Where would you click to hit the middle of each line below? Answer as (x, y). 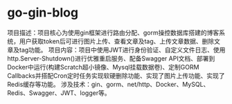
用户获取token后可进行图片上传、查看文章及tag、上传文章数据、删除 (117, 41)
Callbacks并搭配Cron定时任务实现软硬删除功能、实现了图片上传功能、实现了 (116, 75)
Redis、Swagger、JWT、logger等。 (59, 93)
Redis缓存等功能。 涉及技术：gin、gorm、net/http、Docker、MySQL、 (108, 84)
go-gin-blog (43, 13)
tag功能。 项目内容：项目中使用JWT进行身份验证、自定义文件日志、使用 (122, 50)
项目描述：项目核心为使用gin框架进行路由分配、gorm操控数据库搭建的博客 (113, 32)
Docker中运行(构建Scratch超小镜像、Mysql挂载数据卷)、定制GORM (103, 67)
